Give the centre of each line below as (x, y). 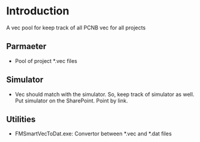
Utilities (21, 119)
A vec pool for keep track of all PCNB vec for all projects (76, 28)
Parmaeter (26, 46)
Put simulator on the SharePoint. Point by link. (71, 101)
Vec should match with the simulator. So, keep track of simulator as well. (105, 94)
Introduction (38, 11)
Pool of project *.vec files (46, 61)
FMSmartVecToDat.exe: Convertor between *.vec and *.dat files (93, 134)
